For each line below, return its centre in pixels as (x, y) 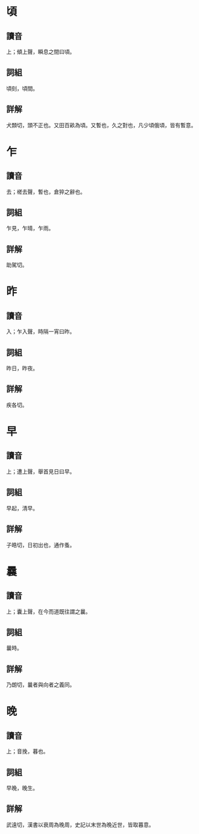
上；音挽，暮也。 (27, 752)
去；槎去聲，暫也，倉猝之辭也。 (46, 191)
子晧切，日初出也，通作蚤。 (41, 544)
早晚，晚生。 (22, 788)
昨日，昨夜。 (22, 368)
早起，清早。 (22, 508)
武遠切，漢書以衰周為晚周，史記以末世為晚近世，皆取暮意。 (80, 824)
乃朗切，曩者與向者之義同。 (41, 685)
